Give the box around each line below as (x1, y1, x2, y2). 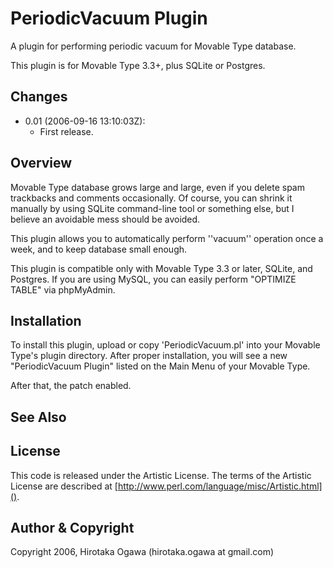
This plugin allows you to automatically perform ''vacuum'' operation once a (10, 232, 324, 244)
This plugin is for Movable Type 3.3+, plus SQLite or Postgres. (10, 59, 266, 71)
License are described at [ (10, 480, 118, 492)
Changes (10, 88, 68, 106)
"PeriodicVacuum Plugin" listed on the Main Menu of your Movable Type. (10, 360, 311, 372)
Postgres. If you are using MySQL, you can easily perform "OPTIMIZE (10, 273, 297, 285)
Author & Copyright (10, 519, 135, 536)
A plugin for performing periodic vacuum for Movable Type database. (10, 40, 297, 52)
